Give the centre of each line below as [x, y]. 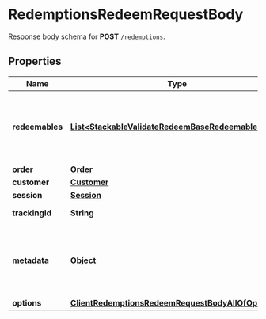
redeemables [38, 127]
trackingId [32, 213]
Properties [35, 61]
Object [83, 260]
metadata [30, 260]
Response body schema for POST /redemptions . [87, 36]
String [82, 213]
